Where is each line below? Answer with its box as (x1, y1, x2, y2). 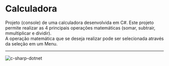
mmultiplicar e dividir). (5, 30, 52, 36)
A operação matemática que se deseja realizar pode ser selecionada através (5, 35, 164, 41)
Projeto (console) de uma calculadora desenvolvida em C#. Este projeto (5, 19, 154, 25)
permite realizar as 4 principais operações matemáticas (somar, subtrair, (5, 24, 156, 30)
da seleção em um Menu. (5, 40, 58, 46)
